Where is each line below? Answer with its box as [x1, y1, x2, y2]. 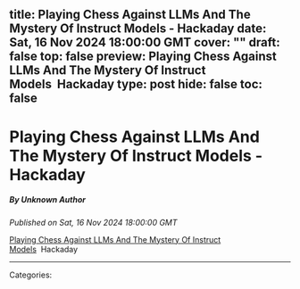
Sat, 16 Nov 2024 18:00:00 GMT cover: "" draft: [9, 35, 281, 50]
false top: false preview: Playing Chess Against [9, 49, 277, 64]
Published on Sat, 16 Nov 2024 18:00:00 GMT [9, 217, 178, 227]
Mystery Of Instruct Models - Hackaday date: [9, 21, 267, 37]
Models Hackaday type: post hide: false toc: [9, 77, 263, 92]
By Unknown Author [9, 194, 87, 205]
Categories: [9, 269, 53, 280]
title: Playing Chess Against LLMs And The [9, 7, 252, 22]
